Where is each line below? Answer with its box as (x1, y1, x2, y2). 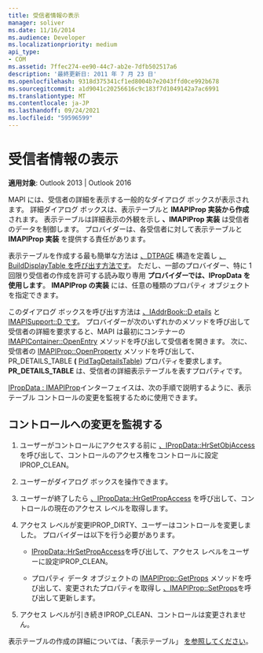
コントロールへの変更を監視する (8, 418, 163, 432)
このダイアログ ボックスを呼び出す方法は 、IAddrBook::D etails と (8, 306, 221, 316)
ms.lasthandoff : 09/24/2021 (8, 107, 100, 115)
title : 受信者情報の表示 (8, 11, 80, 20)
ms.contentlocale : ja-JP (8, 99, 89, 107)
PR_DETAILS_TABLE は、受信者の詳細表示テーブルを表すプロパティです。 (8, 365, 247, 375)
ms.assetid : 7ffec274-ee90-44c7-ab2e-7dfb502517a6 (8, 63, 177, 71)
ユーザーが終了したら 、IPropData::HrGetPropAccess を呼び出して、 (19, 493, 241, 503)
